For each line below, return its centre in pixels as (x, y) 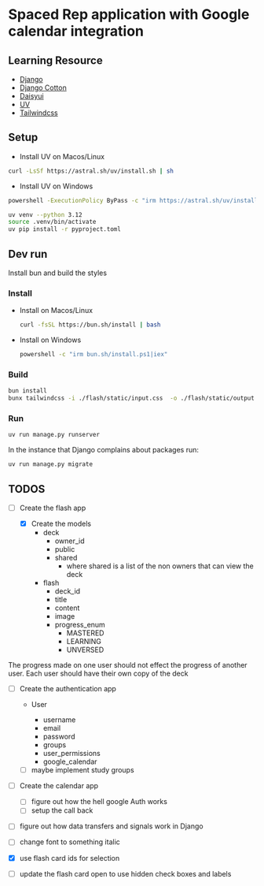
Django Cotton (43, 87)
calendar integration (76, 31)
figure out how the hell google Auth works (99, 802)
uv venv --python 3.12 (45, 214)
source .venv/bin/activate (52, 222)
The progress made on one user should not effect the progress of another (128, 665)
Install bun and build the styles (58, 273)
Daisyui (32, 96)
